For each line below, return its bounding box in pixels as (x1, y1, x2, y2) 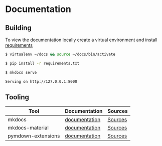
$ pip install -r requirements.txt (5, 61, 80, 66)
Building (5, 24, 32, 32)
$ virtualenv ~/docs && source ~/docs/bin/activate (5, 52, 115, 57)
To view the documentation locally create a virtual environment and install (5, 37, 157, 43)
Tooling (5, 93, 29, 101)
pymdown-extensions (8, 132, 60, 139)
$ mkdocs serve (5, 70, 37, 75)
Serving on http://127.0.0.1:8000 (5, 79, 78, 84)
